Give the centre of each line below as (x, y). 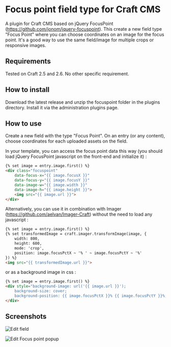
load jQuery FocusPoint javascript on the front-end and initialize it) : (76, 156)
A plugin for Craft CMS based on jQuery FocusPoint (59, 24)
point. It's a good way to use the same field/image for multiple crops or (80, 40)
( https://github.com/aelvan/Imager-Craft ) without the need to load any (79, 214)
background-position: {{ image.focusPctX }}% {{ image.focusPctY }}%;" (92, 296)
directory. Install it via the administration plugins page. (62, 107)
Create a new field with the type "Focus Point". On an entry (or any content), (85, 136)
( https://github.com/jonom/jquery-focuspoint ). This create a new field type (83, 29)
